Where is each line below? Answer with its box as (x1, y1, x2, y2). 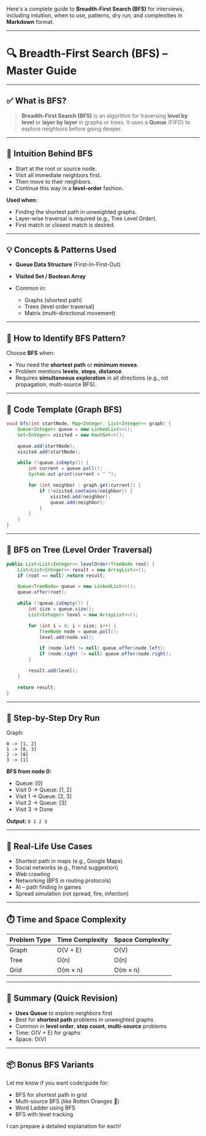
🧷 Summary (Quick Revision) (6, 993, 118, 1004)
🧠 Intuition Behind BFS (6, 148, 93, 159)
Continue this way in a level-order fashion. (15, 184, 124, 192)
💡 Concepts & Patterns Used (6, 245, 117, 255)
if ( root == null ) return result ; (17, 573, 105, 579)
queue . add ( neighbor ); (50, 499, 105, 505)
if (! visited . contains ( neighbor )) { (39, 487, 133, 494)
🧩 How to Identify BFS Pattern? (6, 333, 126, 343)
